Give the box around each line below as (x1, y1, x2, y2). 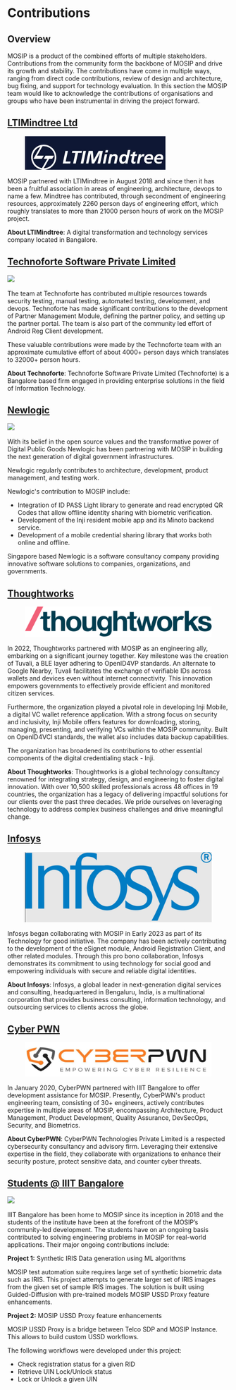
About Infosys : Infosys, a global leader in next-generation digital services (7, 980, 222, 989)
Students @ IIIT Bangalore (7, 1177, 125, 1189)
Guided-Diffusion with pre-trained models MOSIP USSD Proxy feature (7, 1291, 210, 1299)
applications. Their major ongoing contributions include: (7, 1240, 170, 1249)
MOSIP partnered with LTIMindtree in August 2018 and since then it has (7, 176, 215, 185)
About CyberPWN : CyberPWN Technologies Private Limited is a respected (7, 1134, 225, 1143)
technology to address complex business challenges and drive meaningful (7, 805, 223, 813)
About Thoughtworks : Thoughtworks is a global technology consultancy (7, 767, 221, 776)
